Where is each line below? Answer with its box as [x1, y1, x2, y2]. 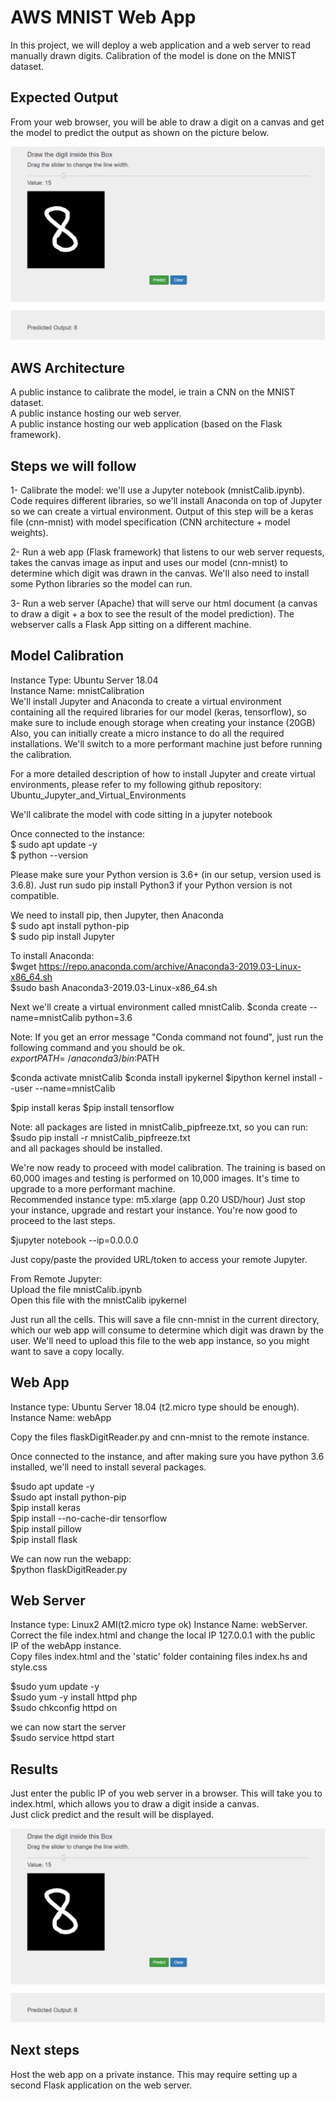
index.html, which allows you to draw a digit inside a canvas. [10, 1798, 260, 1810]
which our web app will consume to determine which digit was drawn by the [10, 1324, 324, 1336]
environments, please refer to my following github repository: [10, 778, 262, 790]
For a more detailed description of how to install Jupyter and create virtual [10, 767, 316, 780]
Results [10, 1761, 59, 1778]
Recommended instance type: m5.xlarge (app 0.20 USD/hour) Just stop [10, 1193, 306, 1205]
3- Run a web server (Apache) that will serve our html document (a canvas [10, 597, 318, 609]
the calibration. [10, 748, 73, 760]
